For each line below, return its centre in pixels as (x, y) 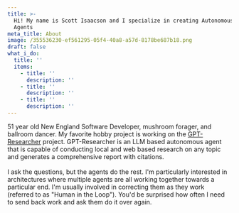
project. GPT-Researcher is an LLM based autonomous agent (132, 141)
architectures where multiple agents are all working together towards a (111, 179)
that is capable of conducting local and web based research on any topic (114, 149)
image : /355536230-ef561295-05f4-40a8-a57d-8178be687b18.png (100, 40)
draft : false (27, 47)
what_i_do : (23, 54)
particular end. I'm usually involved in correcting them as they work (106, 187)
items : (23, 67)
